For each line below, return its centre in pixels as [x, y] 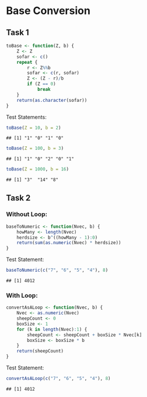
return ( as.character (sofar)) [52, 100]
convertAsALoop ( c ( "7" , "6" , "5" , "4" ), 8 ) [58, 379]
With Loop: [22, 295]
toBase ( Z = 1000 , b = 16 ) [37, 169]
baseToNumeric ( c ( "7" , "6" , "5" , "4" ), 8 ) [57, 271]
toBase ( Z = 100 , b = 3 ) [35, 148]
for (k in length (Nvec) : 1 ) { [52, 329]
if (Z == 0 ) [42, 84]
